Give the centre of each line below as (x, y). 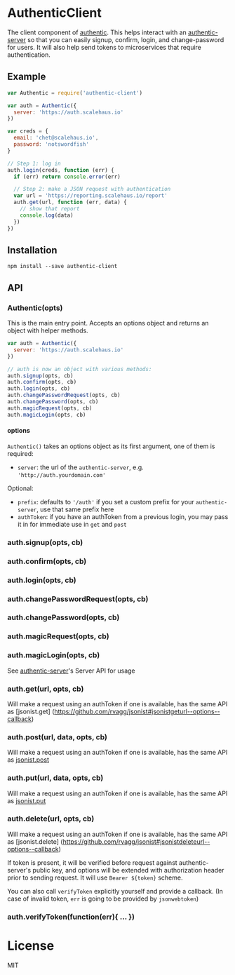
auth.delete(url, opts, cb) (51, 819)
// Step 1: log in (34, 163)
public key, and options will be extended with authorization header (128, 870)
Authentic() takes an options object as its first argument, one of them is (111, 446)
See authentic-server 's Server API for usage (71, 671)
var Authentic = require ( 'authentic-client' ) (75, 93)
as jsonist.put (27, 800)
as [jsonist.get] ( (31, 711)
